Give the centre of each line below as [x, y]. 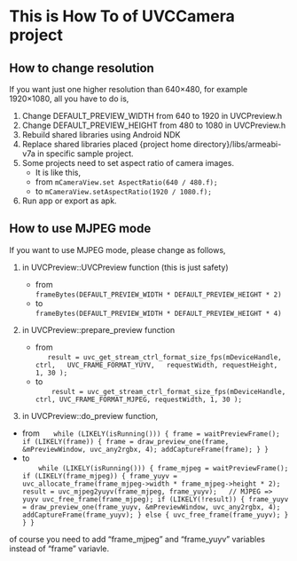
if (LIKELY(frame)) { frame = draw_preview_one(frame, [125, 441]
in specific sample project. [86, 154]
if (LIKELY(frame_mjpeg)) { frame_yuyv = [99, 476]
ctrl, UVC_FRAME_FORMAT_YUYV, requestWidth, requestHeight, [156, 365]
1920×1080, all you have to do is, [69, 99]
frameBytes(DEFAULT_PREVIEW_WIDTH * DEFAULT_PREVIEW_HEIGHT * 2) [158, 295]
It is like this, [58, 172]
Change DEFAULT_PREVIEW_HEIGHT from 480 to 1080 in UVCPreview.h [154, 125]
